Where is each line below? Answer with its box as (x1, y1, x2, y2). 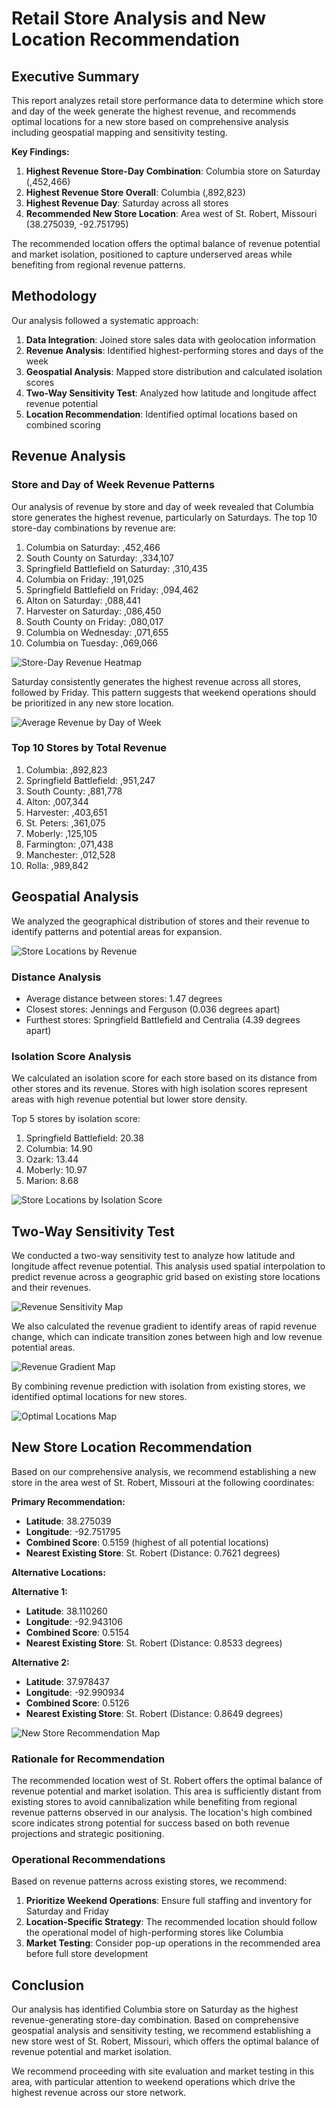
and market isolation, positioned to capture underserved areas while (11, 248, 293, 260)
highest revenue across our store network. (11, 2087, 187, 2099)
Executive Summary (11, 68, 140, 85)
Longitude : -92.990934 (25, 1686, 125, 1698)
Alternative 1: (11, 1585, 68, 1597)
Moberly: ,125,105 (25, 827, 98, 839)
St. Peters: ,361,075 (25, 817, 106, 829)
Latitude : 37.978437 (25, 1675, 110, 1687)
